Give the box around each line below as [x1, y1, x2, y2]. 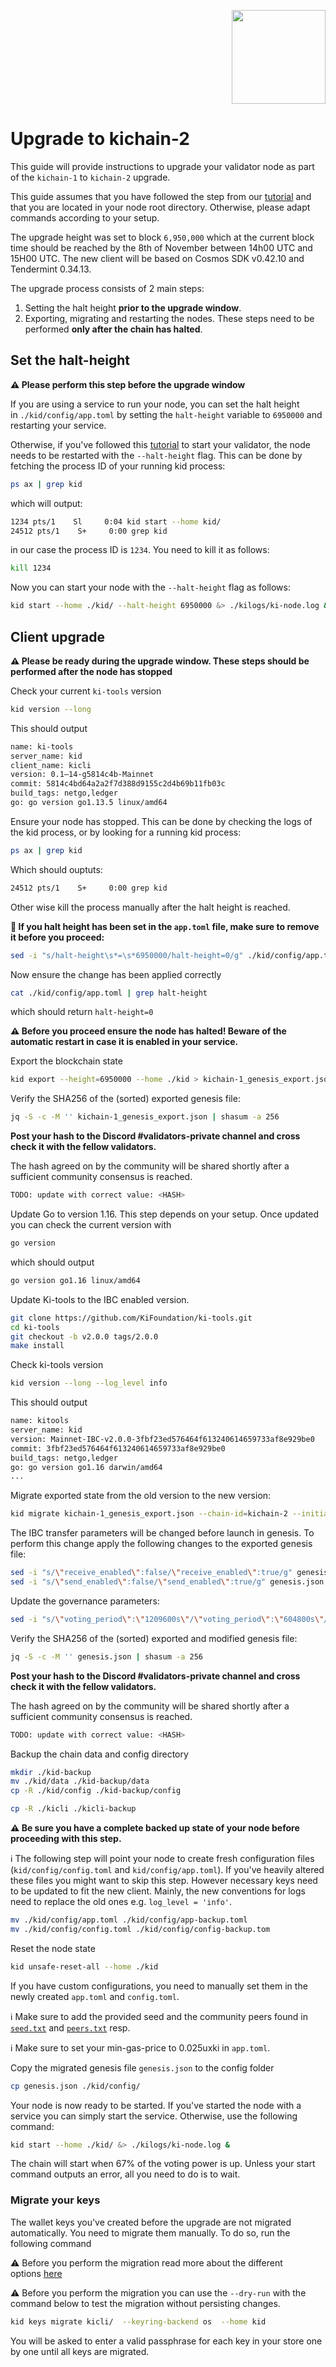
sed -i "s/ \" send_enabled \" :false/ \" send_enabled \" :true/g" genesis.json [10, 1577, 325, 1587]
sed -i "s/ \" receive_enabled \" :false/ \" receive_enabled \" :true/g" [10, 1568, 293, 1578]
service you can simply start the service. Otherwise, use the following [10, 2110, 298, 2122]
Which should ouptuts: [10, 863, 103, 875]
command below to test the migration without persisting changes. [10, 2297, 281, 2309]
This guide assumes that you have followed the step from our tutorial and [10, 190, 312, 202]
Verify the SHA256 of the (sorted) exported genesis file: [10, 1093, 241, 1105]
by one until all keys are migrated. [10, 2345, 150, 2357]
